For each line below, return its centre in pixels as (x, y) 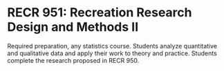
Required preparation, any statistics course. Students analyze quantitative (112, 46)
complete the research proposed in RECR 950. (73, 60)
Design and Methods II (73, 27)
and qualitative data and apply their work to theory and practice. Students (112, 53)
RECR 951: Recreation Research (100, 13)
